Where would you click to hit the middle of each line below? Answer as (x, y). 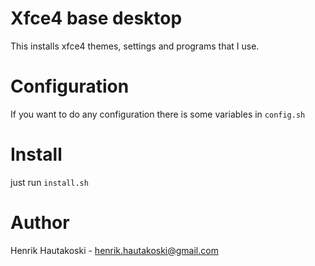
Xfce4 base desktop (96, 18)
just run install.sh (49, 182)
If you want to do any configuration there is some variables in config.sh (158, 114)
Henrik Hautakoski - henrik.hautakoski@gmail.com (114, 250)
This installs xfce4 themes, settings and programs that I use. (135, 46)
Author (40, 223)
